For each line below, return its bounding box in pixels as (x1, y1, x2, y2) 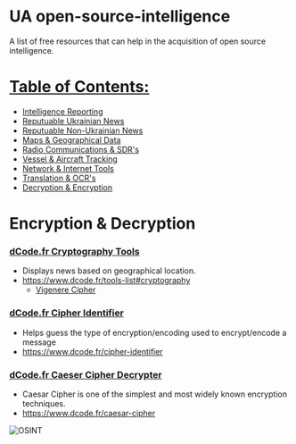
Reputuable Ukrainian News (21, 115, 125, 126)
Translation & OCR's (21, 172, 96, 183)
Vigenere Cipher (35, 284, 96, 296)
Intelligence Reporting (21, 105, 103, 117)
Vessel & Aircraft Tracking (21, 154, 118, 164)
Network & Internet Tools (21, 163, 114, 173)
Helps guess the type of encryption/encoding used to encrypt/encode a (21, 327, 287, 338)
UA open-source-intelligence (9, 6, 231, 27)
